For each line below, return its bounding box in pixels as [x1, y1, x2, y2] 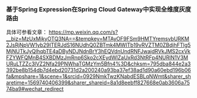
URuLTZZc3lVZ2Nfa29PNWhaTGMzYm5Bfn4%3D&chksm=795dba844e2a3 [6, 60, 191, 67]
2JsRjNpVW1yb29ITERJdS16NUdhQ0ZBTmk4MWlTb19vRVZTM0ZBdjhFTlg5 [6, 41, 191, 48]
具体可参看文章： [6, 28, 48, 36]
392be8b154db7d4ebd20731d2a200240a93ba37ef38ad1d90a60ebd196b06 [6, 67, 191, 74]
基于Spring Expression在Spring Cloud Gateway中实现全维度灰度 [6, 5, 191, 13]
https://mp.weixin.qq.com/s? [48, 28, 118, 36]
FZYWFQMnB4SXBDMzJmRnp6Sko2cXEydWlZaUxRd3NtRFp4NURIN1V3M [6, 54, 188, 61]
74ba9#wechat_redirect [6, 86, 64, 93]
